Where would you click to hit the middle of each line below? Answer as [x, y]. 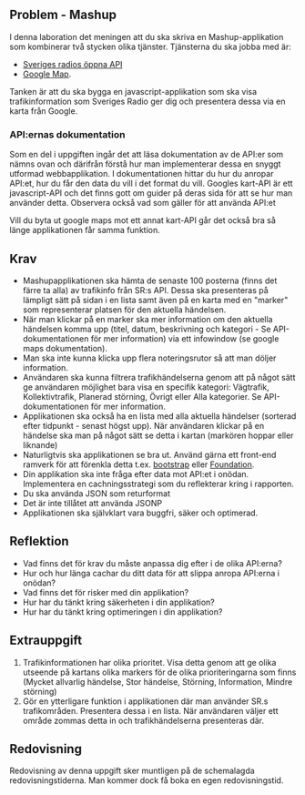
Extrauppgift [46, 641]
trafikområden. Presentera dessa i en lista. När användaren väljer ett [150, 710]
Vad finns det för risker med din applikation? [106, 592]
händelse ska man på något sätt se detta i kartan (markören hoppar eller [158, 435]
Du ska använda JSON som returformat [97, 493]
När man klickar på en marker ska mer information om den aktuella [147, 319]
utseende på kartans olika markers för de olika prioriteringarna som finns [159, 672]
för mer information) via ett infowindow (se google [185, 338]
